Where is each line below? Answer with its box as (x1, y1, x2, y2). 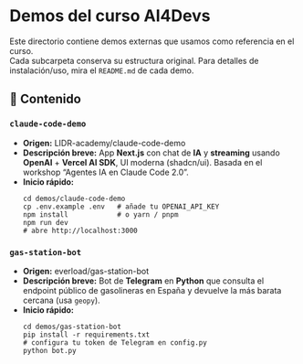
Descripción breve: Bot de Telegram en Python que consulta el (22, 275, 265, 286)
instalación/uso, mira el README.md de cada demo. (9, 65, 194, 76)
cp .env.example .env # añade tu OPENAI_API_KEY (22, 202, 220, 211)
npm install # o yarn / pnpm (22, 209, 179, 219)
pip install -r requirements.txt (22, 330, 151, 339)
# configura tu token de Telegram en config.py (22, 337, 207, 348)
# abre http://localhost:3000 (22, 226, 139, 235)
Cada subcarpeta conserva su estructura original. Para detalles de (9, 55, 259, 66)
